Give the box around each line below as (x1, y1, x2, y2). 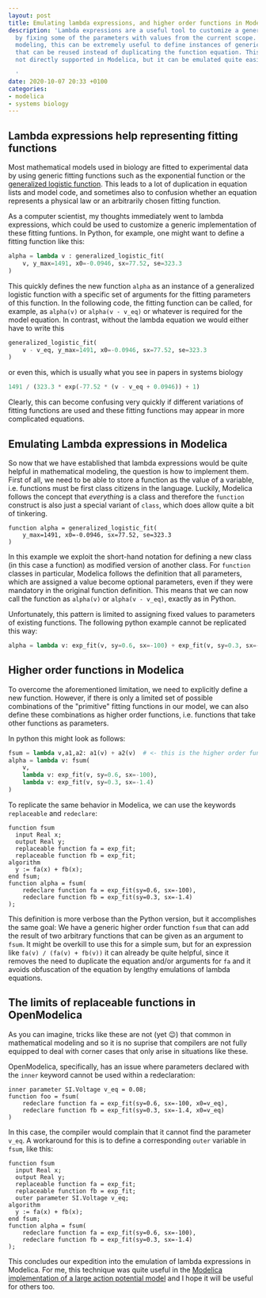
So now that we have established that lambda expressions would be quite (8, 458, 248, 468)
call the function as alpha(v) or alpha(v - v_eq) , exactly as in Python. (8, 594, 236, 603)
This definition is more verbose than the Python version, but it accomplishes (8, 913, 256, 924)
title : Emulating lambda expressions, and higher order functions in (8, 19, 243, 27)
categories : (8, 85, 47, 93)
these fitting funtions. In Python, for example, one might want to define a (8, 228, 245, 238)
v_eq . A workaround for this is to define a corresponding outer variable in (8, 1135, 247, 1145)
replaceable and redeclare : (8, 808, 97, 817)
